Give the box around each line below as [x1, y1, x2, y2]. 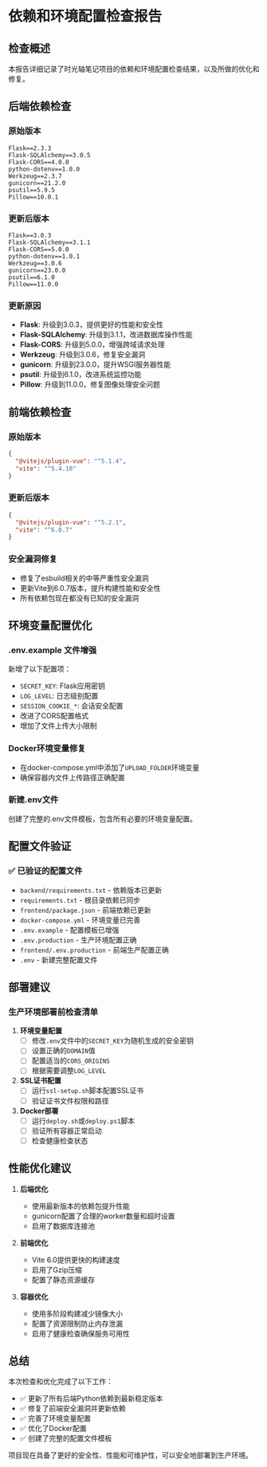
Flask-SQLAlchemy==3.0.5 [8, 151, 91, 159]
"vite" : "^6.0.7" [15, 525, 73, 534]
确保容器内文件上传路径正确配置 [19, 773, 125, 782]
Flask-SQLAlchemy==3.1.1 [8, 238, 91, 246]
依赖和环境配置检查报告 [8, 7, 163, 26]
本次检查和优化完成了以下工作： [8, 1377, 113, 1386]
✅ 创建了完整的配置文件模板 [19, 1434, 112, 1443]
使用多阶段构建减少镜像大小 [31, 1308, 124, 1318]
